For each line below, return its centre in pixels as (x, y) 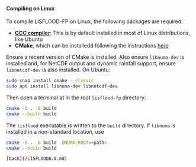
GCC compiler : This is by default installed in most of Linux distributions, (102, 33)
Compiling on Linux (30, 8)
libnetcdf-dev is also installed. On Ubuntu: (58, 70)
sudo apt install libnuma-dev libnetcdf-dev (62, 86)
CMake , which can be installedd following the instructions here (91, 46)
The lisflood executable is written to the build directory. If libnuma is (91, 125)
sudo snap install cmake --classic (50, 81)
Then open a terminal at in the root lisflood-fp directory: (76, 97)
